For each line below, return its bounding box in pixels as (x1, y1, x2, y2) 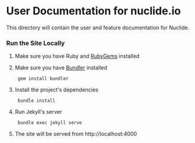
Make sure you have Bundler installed (14, 64, 107, 71)
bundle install (17, 98, 55, 104)
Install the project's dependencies (14, 86, 98, 93)
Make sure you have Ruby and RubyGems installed (14, 53, 140, 60)
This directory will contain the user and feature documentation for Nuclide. (6, 24, 190, 31)
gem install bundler (17, 76, 69, 82)
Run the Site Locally (6, 39, 65, 47)
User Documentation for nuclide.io (6, 4, 181, 18)
